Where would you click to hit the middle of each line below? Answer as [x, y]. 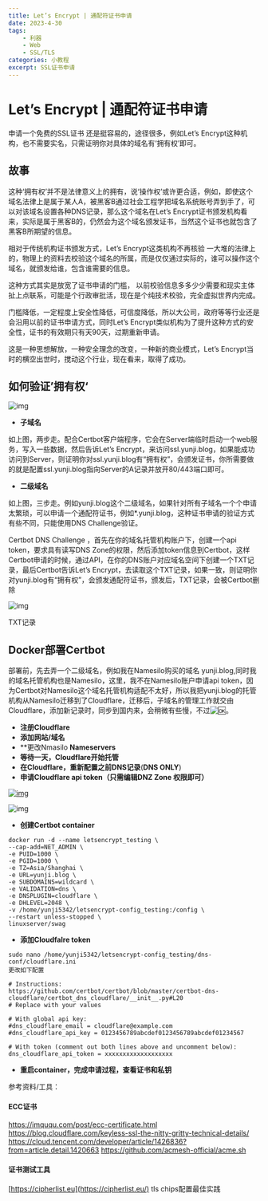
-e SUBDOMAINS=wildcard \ [51, 882]
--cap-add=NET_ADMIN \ [46, 847]
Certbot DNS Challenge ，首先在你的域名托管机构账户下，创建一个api [122, 540]
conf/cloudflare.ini [43, 962]
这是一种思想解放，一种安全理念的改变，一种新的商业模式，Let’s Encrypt [128, 348]
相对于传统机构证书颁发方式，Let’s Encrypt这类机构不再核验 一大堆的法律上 [132, 248]
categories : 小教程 [39, 61]
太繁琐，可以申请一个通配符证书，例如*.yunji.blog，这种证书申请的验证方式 [132, 513]
